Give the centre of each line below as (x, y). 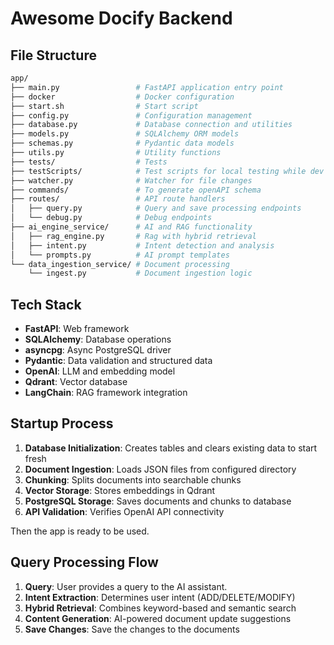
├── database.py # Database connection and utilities (151, 125)
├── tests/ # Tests (89, 162)
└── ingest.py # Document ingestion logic (140, 273)
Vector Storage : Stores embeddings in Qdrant (120, 490)
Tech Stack (46, 304)
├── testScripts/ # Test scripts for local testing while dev (167, 171)
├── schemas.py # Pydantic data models (122, 143)
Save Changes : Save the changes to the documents (132, 629)
